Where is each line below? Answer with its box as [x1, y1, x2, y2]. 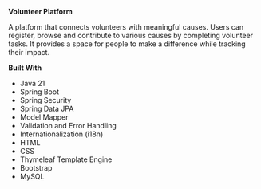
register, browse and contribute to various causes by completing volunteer [8, 31, 254, 40]
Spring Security [19, 96, 72, 104]
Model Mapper [19, 112, 69, 122]
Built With [8, 63, 42, 73]
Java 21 [19, 79, 45, 88]
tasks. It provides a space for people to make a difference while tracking [8, 39, 246, 49]
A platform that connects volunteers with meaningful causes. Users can [8, 22, 244, 31]
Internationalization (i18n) [19, 129, 104, 139]
